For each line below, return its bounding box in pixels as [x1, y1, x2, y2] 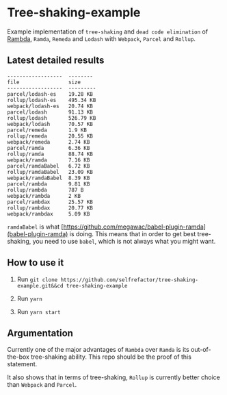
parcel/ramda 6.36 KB [7, 144, 90, 151]
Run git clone [16, 275, 58, 283]
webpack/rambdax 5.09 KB [7, 210, 90, 217]
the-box [7, 353, 29, 361]
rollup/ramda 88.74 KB [7, 151, 94, 157]
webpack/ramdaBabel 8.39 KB [7, 175, 90, 181]
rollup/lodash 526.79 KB [7, 114, 96, 121]
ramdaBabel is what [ [7, 222, 64, 231]
